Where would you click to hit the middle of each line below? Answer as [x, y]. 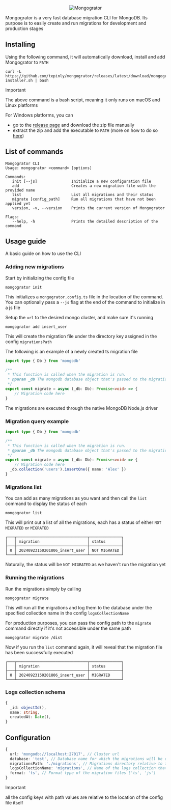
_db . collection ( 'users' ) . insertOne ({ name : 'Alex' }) [68, 469]
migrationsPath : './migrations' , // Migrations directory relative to [86, 764]
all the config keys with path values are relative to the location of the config [84, 797]
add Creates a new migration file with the [84, 186]
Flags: [12, 217]
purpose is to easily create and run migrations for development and [76, 23]
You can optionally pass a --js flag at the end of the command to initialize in [85, 302]
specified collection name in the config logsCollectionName [67, 613]
